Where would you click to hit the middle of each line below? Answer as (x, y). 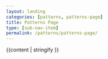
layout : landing (26, 11)
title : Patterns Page (32, 22)
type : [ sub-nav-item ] (32, 28)
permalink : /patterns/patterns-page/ (52, 33)
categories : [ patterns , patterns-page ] (55, 17)
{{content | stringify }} (33, 50)
